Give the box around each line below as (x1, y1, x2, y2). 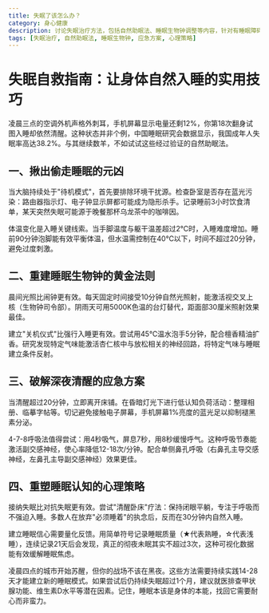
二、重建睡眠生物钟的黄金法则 (8, 269, 156, 283)
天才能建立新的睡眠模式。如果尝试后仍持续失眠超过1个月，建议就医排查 (8, 576, 242, 586)
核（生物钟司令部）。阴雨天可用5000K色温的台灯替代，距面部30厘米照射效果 (8, 302, 259, 311)
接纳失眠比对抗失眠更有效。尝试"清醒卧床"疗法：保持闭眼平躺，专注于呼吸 (8, 502, 253, 512)
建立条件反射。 (8, 349, 57, 358)
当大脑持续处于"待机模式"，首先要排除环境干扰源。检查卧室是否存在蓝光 (8, 187, 246, 196)
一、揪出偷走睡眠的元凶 (8, 164, 124, 178)
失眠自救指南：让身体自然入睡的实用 (8, 71, 247, 89)
